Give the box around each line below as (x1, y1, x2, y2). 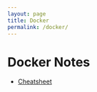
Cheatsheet (17, 77, 52, 86)
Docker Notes (7, 54, 91, 70)
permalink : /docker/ (7, 23, 69, 30)
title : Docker (7, 17, 50, 24)
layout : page (7, 10, 46, 18)
